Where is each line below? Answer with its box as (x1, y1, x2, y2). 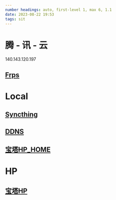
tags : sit (5, 16, 26, 21)
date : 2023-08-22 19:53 (5, 12, 55, 17)
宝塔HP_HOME (5, 145, 51, 154)
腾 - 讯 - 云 (5, 39, 48, 51)
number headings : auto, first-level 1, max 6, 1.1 (5, 7, 112, 12)
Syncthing (5, 110, 38, 119)
